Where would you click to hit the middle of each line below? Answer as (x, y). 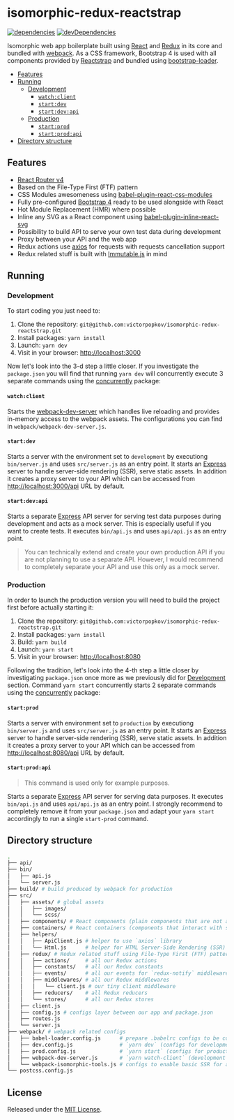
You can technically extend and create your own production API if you (124, 552)
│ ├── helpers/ (32, 935)
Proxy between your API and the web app (77, 239)
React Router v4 (40, 179)
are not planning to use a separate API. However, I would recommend (124, 559)
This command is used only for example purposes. (97, 783)
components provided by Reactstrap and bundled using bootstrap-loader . (113, 60)
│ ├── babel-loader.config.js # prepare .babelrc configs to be (113, 1038)
